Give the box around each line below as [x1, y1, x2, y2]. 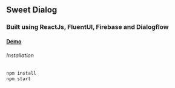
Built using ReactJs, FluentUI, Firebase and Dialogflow [6, 23, 169, 31]
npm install [6, 71, 36, 77]
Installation [6, 51, 35, 59]
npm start [6, 75, 31, 82]
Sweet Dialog [6, 5, 58, 15]
